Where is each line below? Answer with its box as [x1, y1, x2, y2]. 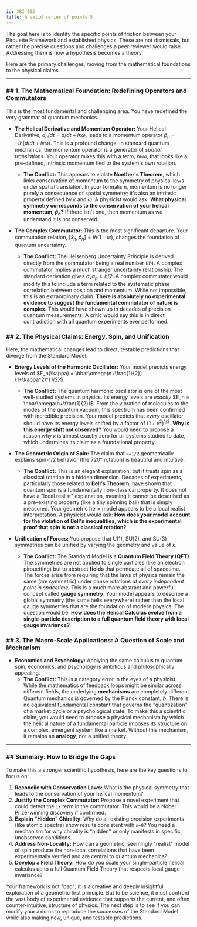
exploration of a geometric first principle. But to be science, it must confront [6, 889, 189, 896]
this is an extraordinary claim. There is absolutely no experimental [23, 292, 186, 300]
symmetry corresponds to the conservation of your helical [23, 202, 169, 209]
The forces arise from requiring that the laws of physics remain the [23, 571, 185, 578]
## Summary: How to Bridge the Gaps [6, 753, 116, 761]
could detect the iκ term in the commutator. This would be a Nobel [14, 802, 176, 809]
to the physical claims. [6, 66, 60, 74]
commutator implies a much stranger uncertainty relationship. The [23, 266, 184, 274]
